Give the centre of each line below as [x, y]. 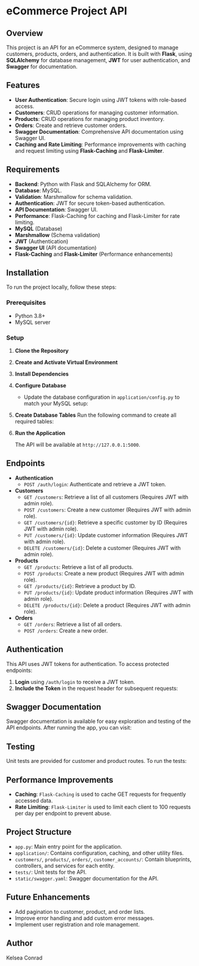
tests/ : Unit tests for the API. [50, 872]
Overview [25, 33]
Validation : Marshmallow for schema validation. [74, 196]
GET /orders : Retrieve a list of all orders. [73, 624]
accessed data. [34, 801]
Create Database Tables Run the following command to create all [96, 415]
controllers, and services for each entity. [65, 865]
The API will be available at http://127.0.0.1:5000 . [77, 445]
